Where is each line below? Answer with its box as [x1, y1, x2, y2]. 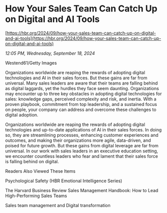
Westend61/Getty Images [5, 60, 57, 66]
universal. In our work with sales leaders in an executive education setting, [5, 148, 159, 154]
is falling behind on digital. [5, 158, 59, 164]
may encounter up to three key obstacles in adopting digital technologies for [5, 91, 162, 97]
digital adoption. [5, 111, 38, 117]
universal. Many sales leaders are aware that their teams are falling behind [5, 80, 158, 86]
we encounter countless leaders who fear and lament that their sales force [5, 153, 158, 159]
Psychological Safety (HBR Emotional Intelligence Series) [5, 178, 123, 184]
